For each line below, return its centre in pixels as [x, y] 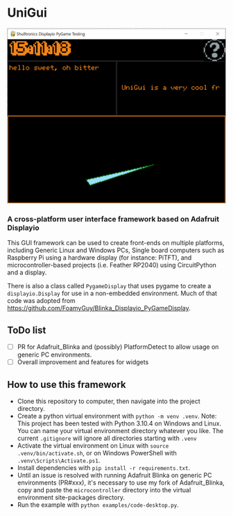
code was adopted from [42, 301]
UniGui [27, 13]
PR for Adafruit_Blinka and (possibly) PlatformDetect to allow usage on [118, 347]
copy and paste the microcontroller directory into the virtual [104, 490]
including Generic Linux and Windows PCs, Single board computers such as [116, 250]
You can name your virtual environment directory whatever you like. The [120, 431]
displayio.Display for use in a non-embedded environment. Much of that [112, 293]
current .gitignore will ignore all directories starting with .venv [107, 438]
